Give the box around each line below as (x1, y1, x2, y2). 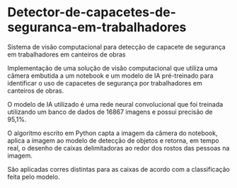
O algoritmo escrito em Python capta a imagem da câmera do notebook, (7, 129, 218, 137)
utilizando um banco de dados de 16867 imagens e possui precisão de (7, 107, 213, 116)
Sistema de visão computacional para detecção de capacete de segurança (7, 42, 226, 51)
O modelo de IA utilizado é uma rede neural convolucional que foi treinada (7, 100, 224, 108)
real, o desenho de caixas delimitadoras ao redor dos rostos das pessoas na (7, 143, 230, 152)
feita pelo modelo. (7, 172, 60, 181)
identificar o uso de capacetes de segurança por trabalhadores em (7, 78, 203, 87)
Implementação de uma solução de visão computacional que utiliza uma (7, 64, 218, 72)
